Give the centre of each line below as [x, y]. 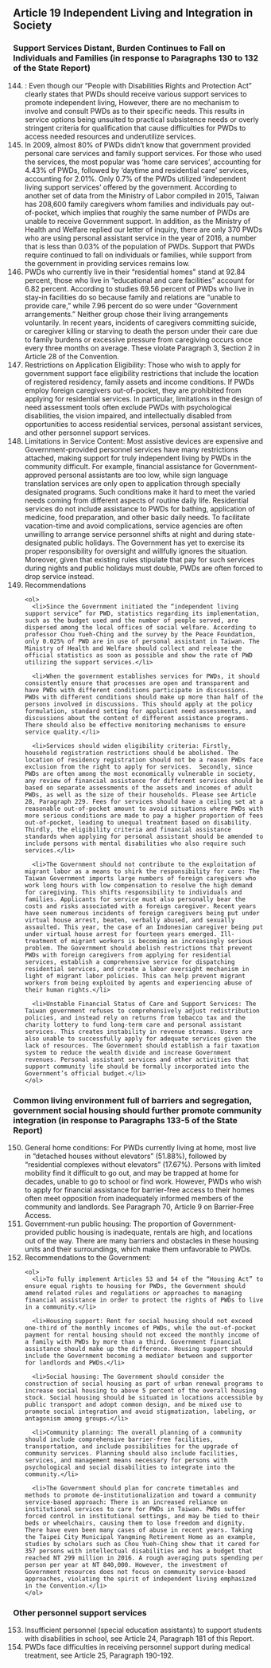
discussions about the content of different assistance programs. [137, 718]
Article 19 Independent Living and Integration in [133, 13]
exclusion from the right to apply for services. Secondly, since [138, 767]
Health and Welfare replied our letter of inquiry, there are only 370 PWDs [143, 229]
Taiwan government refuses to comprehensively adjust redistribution [142, 1011]
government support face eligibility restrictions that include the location [141, 373]
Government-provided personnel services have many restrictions [131, 449]
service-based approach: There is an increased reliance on [126, 1502]
